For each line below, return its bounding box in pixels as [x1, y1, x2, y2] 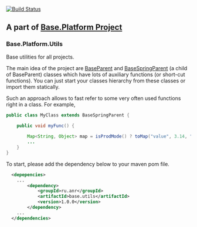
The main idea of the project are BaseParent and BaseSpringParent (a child [6, 64, 188, 71]
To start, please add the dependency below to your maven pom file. [6, 160, 170, 167]
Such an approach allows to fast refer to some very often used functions [6, 94, 181, 102]
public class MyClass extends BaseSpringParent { [6, 112, 130, 118]
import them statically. [6, 83, 60, 90]
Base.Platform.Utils [6, 40, 63, 48]
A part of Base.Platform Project [6, 22, 123, 32]
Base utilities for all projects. [6, 53, 74, 60]
